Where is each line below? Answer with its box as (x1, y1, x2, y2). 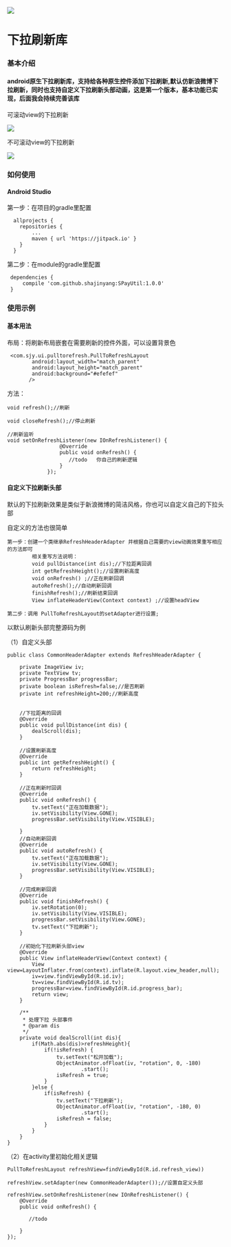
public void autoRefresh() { (19, 847, 103, 854)
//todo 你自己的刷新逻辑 (68, 456, 137, 463)
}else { (32, 1084, 54, 1091)
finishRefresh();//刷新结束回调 (32, 589, 118, 597)
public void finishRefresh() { (19, 898, 109, 905)
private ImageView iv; (19, 663, 85, 670)
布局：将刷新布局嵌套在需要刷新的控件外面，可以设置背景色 (7, 338, 176, 347)
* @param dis (22, 1022, 60, 1029)
